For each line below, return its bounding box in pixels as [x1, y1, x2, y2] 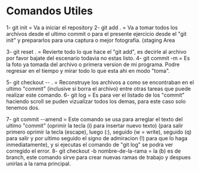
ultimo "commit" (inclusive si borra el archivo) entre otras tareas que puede [6, 85, 191, 92]
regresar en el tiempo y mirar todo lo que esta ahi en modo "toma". [6, 67, 170, 74]
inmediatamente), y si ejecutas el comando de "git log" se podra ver [6, 141, 173, 148]
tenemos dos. [6, 104, 40, 111]
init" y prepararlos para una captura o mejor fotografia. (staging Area [6, 36, 175, 44]
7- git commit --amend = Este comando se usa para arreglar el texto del [6, 115, 183, 123]
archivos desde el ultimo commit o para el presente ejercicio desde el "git [6, 30, 187, 37]
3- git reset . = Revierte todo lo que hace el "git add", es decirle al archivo [6, 48, 186, 55]
